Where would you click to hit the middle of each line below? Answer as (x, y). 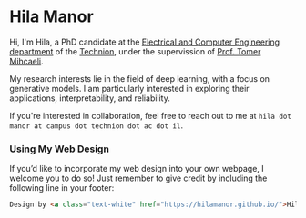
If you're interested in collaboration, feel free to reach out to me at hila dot (150, 115)
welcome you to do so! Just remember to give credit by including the (138, 178)
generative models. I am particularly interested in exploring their (129, 88)
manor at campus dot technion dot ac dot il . (97, 125)
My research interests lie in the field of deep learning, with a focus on (140, 78)
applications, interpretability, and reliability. (90, 98)
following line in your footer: (62, 188)
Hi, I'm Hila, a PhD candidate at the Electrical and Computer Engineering (145, 42)
